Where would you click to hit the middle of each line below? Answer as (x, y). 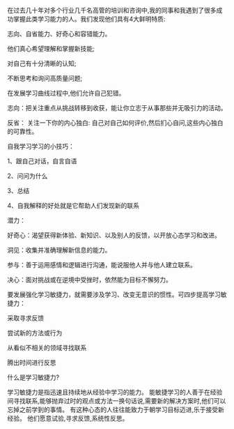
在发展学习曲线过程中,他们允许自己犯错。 (66, 93)
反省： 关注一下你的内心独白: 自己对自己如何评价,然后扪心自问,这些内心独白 (115, 123)
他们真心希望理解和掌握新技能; (51, 48)
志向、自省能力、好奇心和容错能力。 (59, 34)
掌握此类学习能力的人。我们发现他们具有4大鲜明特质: (89, 19)
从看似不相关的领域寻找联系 (47, 348)
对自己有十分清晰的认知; (42, 63)
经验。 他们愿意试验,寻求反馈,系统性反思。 (68, 418)
